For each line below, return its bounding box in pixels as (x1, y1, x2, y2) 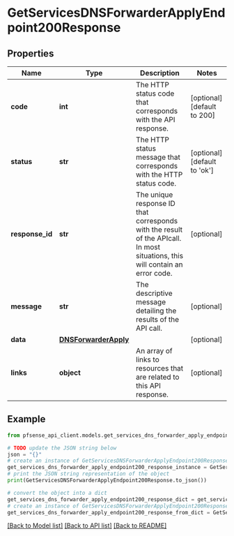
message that (135, 152, 181, 162)
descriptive (135, 288, 173, 298)
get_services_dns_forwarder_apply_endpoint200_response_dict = (7, 496, 195, 503)
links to (135, 355, 160, 364)
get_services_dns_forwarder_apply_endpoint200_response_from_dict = (7, 509, 210, 516)
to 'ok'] (190, 165, 214, 175)
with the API (135, 115, 175, 124)
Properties (7, 47, 54, 59)
